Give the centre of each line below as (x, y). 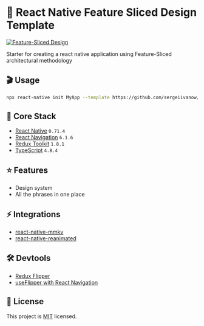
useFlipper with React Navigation (56, 282)
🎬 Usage (23, 81)
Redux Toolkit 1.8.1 (40, 144)
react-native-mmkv (39, 232)
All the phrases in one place (50, 195)
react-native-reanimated (46, 238)
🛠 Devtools (29, 258)
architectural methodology (39, 60)
